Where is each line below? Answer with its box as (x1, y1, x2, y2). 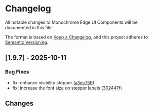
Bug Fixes (5, 69, 30, 75)
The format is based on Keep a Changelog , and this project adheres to (5, 34, 148, 40)
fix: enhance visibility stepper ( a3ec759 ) (12, 79, 95, 85)
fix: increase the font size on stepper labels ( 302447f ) (12, 85, 122, 91)
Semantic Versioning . (5, 39, 48, 45)
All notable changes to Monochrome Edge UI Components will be (5, 19, 138, 25)
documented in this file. (5, 24, 53, 30)
